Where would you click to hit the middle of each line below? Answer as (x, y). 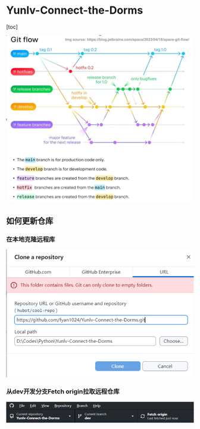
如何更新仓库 (30, 221)
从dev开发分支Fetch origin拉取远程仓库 (63, 392)
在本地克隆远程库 (31, 240)
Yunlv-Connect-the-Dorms (75, 10)
